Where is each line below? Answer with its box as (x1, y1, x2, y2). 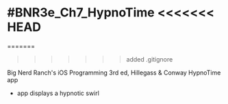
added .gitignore (126, 55, 173, 63)
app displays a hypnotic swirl (16, 89, 99, 97)
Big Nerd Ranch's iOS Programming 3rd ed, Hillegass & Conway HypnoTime (7, 68, 221, 77)
